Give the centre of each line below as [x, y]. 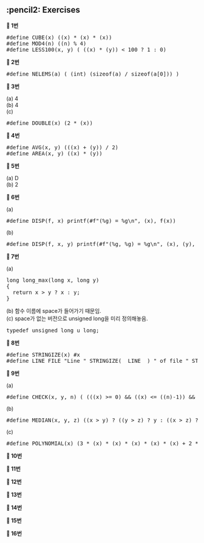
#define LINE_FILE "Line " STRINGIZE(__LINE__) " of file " [98, 361]
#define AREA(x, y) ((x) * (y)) [54, 153]
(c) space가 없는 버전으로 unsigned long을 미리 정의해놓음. [77, 318]
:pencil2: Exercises [43, 10]
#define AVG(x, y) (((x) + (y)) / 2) [63, 147]
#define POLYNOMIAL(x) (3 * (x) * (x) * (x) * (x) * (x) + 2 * [102, 443]
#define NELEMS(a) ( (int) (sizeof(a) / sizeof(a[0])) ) [93, 74]
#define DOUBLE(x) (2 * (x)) [49, 123]
